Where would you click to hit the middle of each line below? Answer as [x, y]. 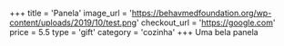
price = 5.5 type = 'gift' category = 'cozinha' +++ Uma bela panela [134, 32]
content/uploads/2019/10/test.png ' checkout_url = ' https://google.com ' [142, 23]
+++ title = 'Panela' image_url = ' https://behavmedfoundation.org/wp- [141, 13]
